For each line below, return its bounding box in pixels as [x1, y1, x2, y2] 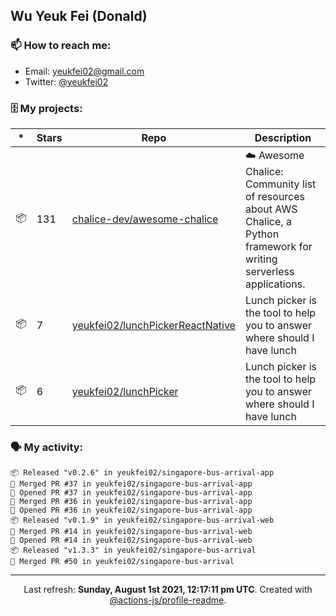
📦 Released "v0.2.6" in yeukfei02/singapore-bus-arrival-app [10, 468, 275, 478]
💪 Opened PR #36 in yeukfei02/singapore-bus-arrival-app [10, 505, 253, 516]
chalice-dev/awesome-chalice [71, 212, 219, 226]
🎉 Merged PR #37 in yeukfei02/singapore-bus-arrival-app [10, 479, 253, 489]
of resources [244, 189, 306, 203]
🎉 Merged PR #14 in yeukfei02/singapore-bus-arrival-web [10, 527, 253, 537]
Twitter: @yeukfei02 [24, 75, 109, 88]
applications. [244, 277, 306, 291]
